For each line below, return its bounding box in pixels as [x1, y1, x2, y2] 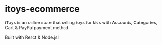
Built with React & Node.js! [5, 34, 59, 40]
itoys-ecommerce [5, 3, 80, 15]
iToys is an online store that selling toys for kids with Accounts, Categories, [5, 20, 158, 25]
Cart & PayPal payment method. [5, 24, 70, 30]
